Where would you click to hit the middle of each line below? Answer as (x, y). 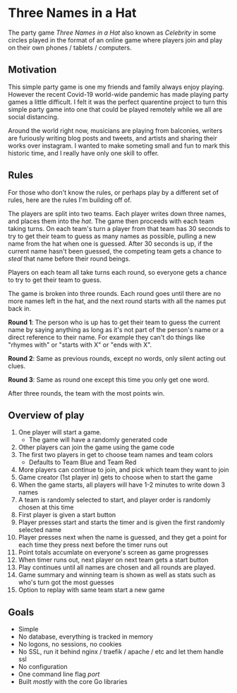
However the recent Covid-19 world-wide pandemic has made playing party (118, 94)
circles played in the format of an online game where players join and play (115, 40)
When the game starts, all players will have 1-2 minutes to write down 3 (121, 485)
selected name (40, 530)
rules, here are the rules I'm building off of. (70, 200)
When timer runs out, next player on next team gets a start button (113, 560)
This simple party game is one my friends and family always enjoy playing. (116, 87)
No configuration (43, 667)
